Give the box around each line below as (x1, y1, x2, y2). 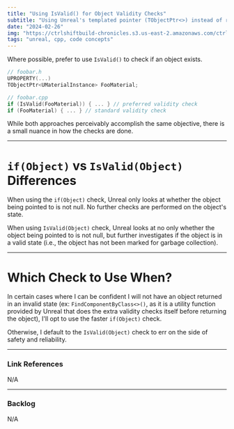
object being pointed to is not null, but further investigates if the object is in (7, 231, 223, 240)
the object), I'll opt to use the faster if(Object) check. (7, 314, 162, 323)
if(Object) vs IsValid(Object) (7, 158, 183, 174)
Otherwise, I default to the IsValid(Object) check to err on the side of (7, 328, 208, 337)
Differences (7, 172, 77, 188)
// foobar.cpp (7, 94, 49, 101)
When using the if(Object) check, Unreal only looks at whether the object (7, 195, 221, 204)
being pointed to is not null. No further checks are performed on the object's (7, 203, 227, 211)
